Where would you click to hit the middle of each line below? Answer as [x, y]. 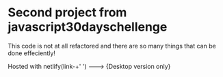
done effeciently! [31, 53]
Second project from [67, 13]
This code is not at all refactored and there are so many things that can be [112, 46]
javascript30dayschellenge [88, 27]
